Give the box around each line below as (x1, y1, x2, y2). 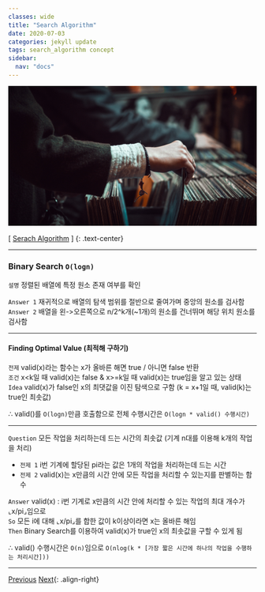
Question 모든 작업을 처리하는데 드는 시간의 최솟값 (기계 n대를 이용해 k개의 (8, 433, 238, 443)
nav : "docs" (15, 63, 55, 71)
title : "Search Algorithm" (8, 21, 97, 29)
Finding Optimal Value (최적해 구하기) (8, 344, 129, 353)
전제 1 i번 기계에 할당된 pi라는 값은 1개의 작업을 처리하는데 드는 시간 (19, 459, 227, 469)
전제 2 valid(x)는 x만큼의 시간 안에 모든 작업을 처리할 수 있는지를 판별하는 (19, 469, 244, 479)
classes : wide (8, 13, 55, 21)
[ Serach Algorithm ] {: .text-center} (8, 234, 124, 243)
